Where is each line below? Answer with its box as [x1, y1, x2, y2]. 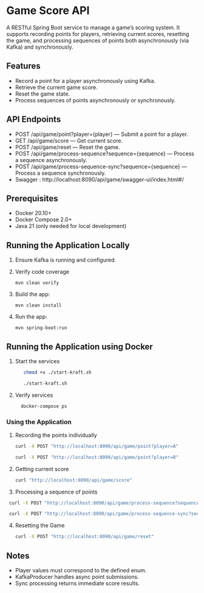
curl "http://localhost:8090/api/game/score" [15, 477, 132, 483]
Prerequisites [6, 193, 58, 204]
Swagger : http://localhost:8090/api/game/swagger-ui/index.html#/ [15, 176, 184, 183]
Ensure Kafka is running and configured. [15, 257, 117, 264]
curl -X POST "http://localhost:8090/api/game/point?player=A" [15, 443, 179, 449]
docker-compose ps [21, 403, 67, 409]
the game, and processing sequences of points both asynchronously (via [6, 37, 189, 44]
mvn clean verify [15, 280, 59, 286]
